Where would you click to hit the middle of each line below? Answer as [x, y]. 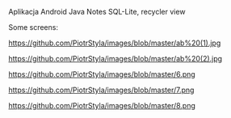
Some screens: [34, 27]
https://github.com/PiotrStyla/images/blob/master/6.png [102, 74]
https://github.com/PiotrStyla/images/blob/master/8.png [102, 105]
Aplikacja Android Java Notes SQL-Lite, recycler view [97, 12]
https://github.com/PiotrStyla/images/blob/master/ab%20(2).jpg [115, 59]
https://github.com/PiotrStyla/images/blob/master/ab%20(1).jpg [115, 43]
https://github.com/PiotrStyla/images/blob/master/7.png [101, 90]
